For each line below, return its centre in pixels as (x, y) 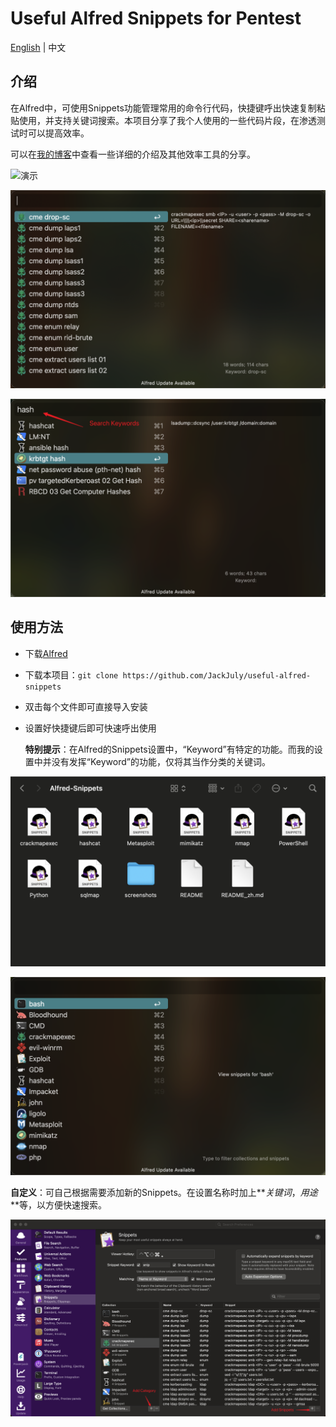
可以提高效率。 (58, 133)
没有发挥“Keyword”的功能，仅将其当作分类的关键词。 (161, 761)
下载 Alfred (46, 653)
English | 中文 (38, 47)
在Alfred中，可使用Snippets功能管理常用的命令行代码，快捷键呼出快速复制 (163, 108)
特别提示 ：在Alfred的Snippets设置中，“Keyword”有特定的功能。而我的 (169, 749)
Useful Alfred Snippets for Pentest (156, 18)
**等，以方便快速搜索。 (59, 1204)
